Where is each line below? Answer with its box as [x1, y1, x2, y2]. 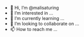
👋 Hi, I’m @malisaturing [10, 5, 60, 10]
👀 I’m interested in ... [10, 10, 53, 16]
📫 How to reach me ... [10, 26, 58, 32]
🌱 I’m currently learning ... [10, 15, 65, 21]
